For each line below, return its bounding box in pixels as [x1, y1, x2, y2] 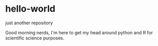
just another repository [5, 20, 53, 26]
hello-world [5, 3, 56, 15]
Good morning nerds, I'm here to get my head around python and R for [5, 29, 153, 35]
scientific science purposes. [5, 35, 65, 41]
